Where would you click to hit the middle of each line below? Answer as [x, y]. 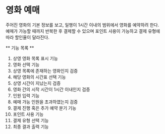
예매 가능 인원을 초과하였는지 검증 [45, 102]
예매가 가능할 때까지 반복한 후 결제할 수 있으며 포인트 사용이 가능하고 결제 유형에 [83, 31]
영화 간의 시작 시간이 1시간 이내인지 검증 [52, 89]
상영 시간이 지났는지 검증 [37, 83]
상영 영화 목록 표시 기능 [35, 58]
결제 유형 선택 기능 [31, 120]
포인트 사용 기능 [28, 114]
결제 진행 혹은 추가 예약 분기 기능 [44, 108]
